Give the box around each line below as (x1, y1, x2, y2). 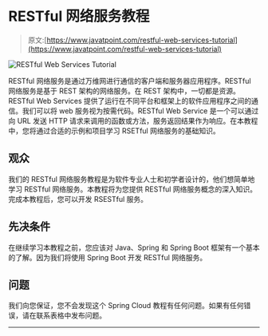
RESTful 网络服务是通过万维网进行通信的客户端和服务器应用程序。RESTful (8, 76, 251, 85)
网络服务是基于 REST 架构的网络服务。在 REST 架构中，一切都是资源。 (8, 85, 241, 96)
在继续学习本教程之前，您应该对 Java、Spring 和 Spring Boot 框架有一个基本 (8, 243, 260, 252)
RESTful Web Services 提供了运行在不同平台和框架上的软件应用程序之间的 (8, 96, 252, 105)
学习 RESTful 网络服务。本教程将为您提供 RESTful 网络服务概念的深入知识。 (8, 184, 258, 194)
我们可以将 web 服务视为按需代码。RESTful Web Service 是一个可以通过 (22, 105, 259, 116)
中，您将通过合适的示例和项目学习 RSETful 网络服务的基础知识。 (8, 125, 221, 136)
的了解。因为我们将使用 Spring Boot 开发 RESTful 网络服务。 (8, 252, 207, 262)
